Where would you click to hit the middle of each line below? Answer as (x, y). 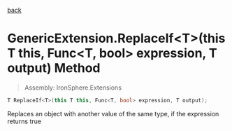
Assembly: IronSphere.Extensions (73, 88)
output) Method (54, 68)
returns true (24, 121)
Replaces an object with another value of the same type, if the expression (113, 113)
